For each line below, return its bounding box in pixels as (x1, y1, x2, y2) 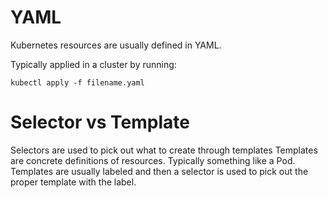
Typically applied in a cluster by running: (10, 58, 177, 70)
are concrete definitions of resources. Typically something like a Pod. (10, 154, 296, 166)
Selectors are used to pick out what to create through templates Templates (10, 144, 318, 156)
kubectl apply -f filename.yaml (10, 77, 145, 88)
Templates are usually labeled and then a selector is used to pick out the (10, 165, 309, 177)
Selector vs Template (10, 111, 190, 134)
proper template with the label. (10, 176, 137, 188)
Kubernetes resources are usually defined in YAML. (10, 39, 222, 51)
